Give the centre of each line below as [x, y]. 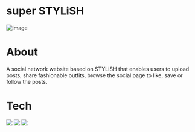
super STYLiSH [45, 11]
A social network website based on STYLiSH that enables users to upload [98, 69]
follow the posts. [27, 81]
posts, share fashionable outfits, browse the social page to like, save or [94, 75]
